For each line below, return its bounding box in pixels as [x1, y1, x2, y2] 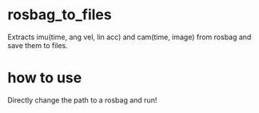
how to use [7, 69, 82, 87]
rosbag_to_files [7, 6, 113, 24]
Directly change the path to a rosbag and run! [7, 95, 157, 105]
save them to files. [7, 40, 69, 50]
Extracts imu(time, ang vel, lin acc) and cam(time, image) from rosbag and [7, 32, 252, 42]
